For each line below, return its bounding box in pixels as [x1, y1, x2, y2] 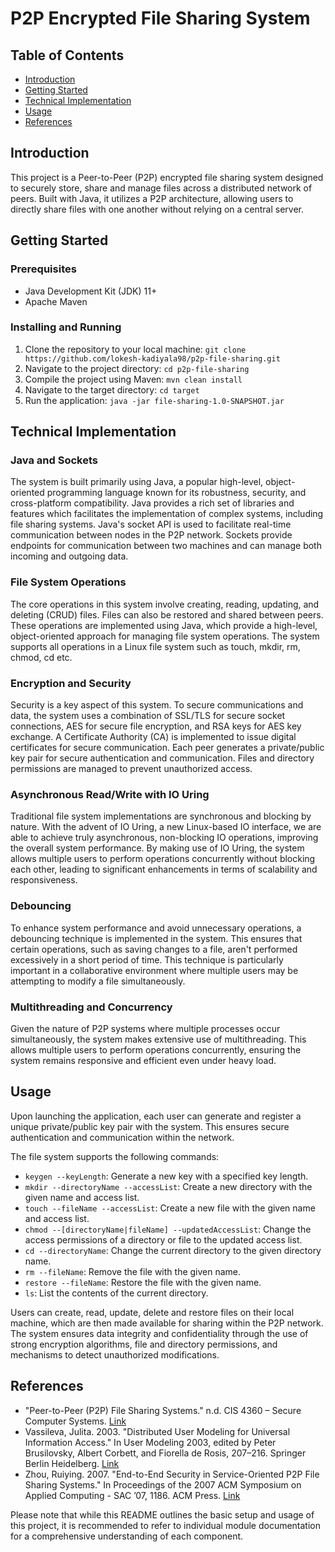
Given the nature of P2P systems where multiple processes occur [10, 1022, 281, 1034]
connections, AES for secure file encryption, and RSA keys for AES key [10, 720, 302, 732]
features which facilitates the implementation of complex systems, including [10, 508, 324, 520]
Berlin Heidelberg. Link [24, 1457, 120, 1469]
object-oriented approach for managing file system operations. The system [10, 630, 320, 642]
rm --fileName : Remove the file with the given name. [24, 1265, 242, 1277]
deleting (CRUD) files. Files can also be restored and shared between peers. [10, 608, 324, 621]
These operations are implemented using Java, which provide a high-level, [10, 619, 318, 631]
